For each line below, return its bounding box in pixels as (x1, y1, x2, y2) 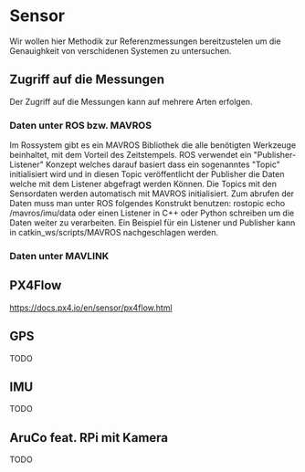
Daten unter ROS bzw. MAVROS (9, 119, 152, 131)
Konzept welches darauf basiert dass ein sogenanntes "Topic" (45, 159, 280, 170)
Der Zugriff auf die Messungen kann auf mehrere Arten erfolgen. (9, 96, 253, 107)
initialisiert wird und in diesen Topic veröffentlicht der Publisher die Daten (9, 169, 285, 180)
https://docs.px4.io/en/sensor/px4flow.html (9, 302, 173, 313)
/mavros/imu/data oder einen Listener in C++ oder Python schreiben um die (9, 207, 295, 219)
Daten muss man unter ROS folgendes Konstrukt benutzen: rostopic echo (9, 198, 286, 209)
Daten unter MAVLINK (9, 249, 110, 262)
